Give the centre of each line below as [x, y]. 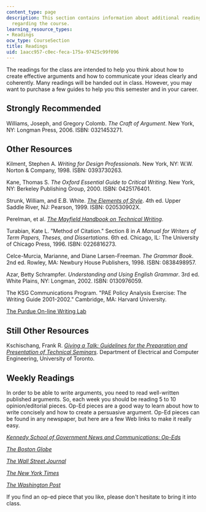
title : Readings [27, 47]
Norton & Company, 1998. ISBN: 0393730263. [64, 170]
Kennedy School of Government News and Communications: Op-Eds [93, 437]
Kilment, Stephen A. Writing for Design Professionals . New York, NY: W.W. [100, 164]
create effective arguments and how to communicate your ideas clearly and [102, 76]
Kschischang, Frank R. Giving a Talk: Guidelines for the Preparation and [97, 345]
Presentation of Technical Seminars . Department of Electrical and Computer [103, 352]
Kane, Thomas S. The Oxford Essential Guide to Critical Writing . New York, [101, 183]
